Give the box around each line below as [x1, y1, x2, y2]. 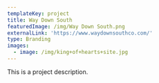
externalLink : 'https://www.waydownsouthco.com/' [7, 29, 153, 37]
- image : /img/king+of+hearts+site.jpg [13, 49, 129, 56]
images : [7, 42, 30, 49]
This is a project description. [7, 67, 88, 76]
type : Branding [7, 36, 51, 43]
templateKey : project [7, 10, 70, 17]
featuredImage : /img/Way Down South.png [7, 23, 126, 30]
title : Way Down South [7, 17, 73, 24]
